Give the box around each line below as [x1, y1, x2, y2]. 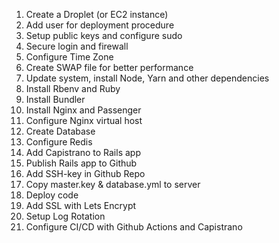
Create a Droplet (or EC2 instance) [25, 9, 169, 20]
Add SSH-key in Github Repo [25, 168, 146, 179]
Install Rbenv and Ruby [25, 83, 121, 94]
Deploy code [25, 189, 79, 201]
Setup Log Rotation [25, 210, 106, 222]
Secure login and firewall [25, 40, 129, 52]
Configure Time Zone [25, 51, 114, 63]
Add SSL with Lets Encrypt [25, 200, 137, 211]
